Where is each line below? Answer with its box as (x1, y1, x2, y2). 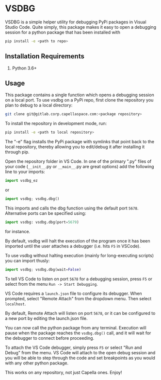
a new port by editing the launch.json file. (5, 315, 88, 321)
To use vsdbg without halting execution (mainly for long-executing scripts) (5, 252, 154, 258)
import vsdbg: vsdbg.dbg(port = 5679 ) (5, 220, 79, 225)
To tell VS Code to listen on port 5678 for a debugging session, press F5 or (5, 276, 153, 282)
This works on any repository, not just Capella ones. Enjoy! (5, 369, 122, 375)
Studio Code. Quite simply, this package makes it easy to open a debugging (5, 24, 157, 30)
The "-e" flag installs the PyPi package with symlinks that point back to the (5, 139, 154, 145)
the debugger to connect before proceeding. (5, 335, 95, 341)
